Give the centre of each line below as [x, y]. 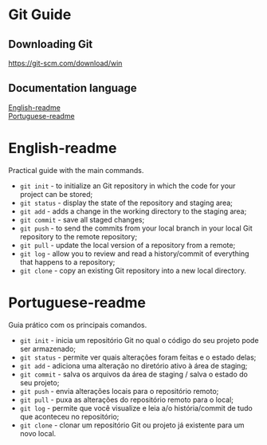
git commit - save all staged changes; [82, 219]
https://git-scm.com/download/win [65, 63]
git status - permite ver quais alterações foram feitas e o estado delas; [138, 357]
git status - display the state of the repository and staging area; [126, 203]
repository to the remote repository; [79, 236]
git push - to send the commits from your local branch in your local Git [136, 228]
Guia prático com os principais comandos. [78, 325]
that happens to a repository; [67, 262]
